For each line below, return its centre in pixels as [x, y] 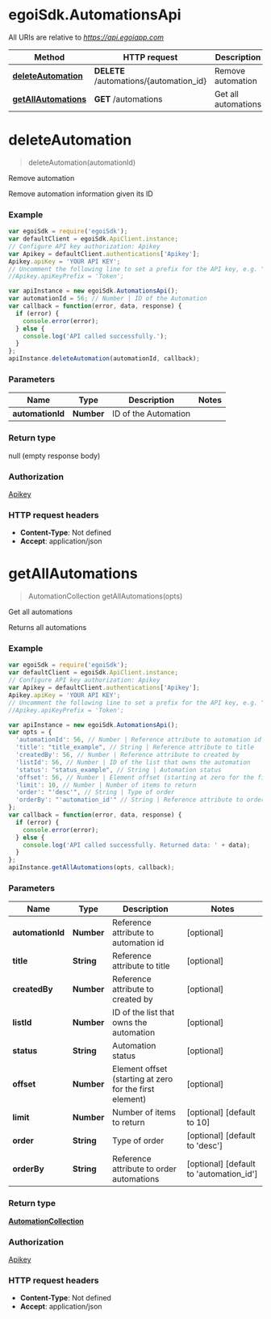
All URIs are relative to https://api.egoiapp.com [86, 37]
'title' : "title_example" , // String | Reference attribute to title [135, 748]
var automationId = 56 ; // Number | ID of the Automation [108, 299]
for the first [133, 1090]
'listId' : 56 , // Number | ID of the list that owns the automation [133, 762]
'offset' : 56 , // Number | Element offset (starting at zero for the [135, 777]
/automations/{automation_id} [150, 81]
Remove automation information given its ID [81, 193]
